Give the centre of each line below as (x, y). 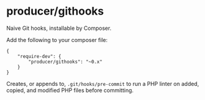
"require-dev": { (39, 56)
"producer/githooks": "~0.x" (65, 62)
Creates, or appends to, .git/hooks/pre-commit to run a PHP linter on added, (103, 84)
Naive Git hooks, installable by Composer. (59, 28)
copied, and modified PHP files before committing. (70, 90)
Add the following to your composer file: (57, 40)
